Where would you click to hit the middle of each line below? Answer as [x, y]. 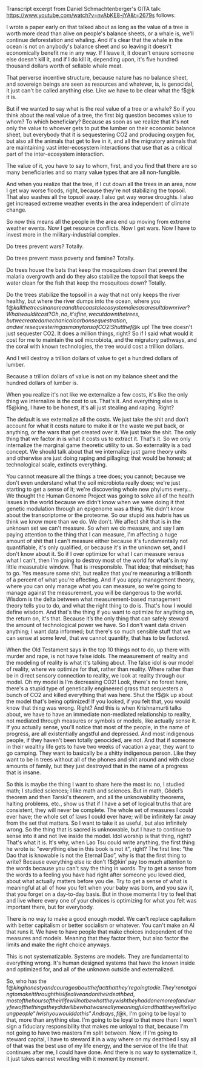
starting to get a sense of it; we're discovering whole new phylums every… [99, 489]
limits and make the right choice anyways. [58, 945]
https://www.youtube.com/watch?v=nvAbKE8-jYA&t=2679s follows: [91, 15]
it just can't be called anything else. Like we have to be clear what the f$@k [101, 90]
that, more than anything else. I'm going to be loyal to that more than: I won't [101, 1020]
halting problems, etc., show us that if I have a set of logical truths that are [99, 803]
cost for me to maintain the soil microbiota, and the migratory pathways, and [101, 340]
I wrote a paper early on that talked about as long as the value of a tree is [98, 27]
